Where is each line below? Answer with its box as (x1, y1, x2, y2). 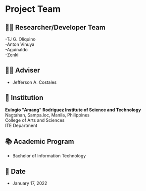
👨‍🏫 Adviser (5, 66, 41, 75)
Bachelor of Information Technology (12, 153, 86, 159)
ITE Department (5, 122, 38, 128)
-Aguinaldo (5, 47, 28, 52)
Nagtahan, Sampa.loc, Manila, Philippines (5, 112, 90, 118)
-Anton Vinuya (5, 41, 35, 47)
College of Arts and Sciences (5, 117, 65, 123)
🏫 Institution (5, 94, 44, 102)
